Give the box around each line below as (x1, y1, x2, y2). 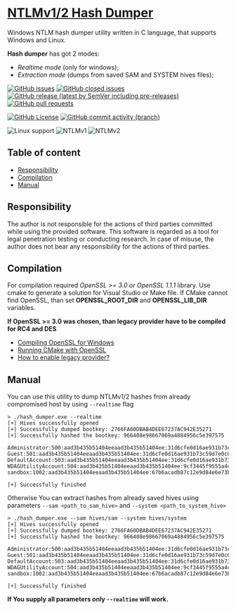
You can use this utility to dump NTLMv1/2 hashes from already (7, 392, 191, 401)
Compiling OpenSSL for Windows (17, 338, 114, 347)
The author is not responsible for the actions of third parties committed (7, 220, 213, 228)
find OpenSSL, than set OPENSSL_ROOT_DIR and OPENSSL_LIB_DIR (7, 296, 207, 304)
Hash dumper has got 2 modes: (7, 49, 100, 58)
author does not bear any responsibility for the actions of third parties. (7, 242, 211, 251)
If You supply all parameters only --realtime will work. (7, 595, 169, 604)
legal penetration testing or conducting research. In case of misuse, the (7, 235, 214, 243)
